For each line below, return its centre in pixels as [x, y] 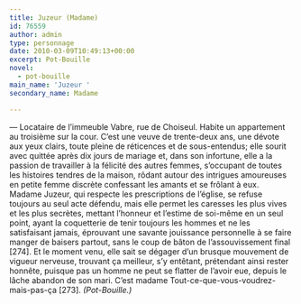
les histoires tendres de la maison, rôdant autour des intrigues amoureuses [148, 175]
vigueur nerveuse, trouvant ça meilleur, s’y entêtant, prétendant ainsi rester [149, 261]
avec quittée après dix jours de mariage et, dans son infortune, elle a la [141, 155]
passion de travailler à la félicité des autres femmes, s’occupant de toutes [146, 165]
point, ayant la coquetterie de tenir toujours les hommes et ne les [130, 223]
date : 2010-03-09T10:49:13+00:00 [72, 51]
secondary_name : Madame [54, 93]
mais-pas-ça [33, 290]
